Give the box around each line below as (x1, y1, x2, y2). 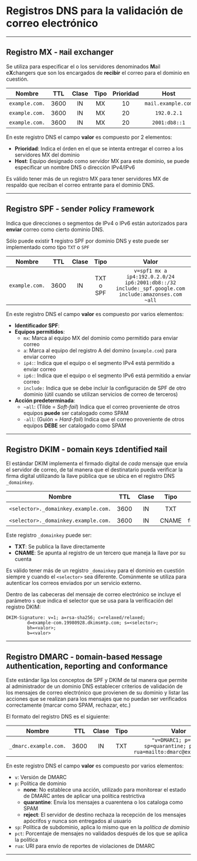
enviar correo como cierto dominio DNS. (6, 225, 104, 233)
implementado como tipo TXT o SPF (6, 243, 90, 251)
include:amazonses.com (118, 291, 182, 298)
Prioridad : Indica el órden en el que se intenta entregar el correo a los (14, 145, 184, 152)
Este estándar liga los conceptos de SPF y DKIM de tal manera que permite (6, 677, 188, 684)
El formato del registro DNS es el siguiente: (6, 713, 110, 720)
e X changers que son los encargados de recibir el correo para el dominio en (6, 69, 190, 76)
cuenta (14, 556, 32, 563)
